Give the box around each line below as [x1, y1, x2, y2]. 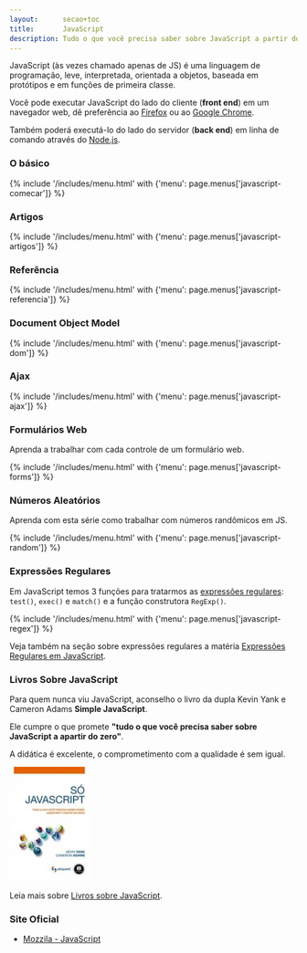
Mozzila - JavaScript [22, 934, 101, 945]
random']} [9, 542, 48, 553]
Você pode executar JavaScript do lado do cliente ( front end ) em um [9, 97, 270, 109]
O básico [9, 157, 50, 170]
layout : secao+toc [9, 15, 101, 24]
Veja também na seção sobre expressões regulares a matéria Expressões [9, 640, 286, 652]
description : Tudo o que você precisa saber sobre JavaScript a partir [9, 34, 288, 43]
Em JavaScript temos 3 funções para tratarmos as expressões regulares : [9, 585, 284, 597]
